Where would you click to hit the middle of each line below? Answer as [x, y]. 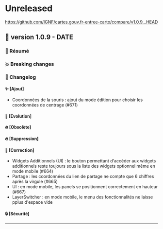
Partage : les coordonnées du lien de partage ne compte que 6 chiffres [83, 176]
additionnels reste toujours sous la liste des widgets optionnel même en [83, 166]
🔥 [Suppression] [22, 139]
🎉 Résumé [17, 51]
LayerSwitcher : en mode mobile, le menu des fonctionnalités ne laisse [82, 197]
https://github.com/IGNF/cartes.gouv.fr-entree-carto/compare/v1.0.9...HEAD [81, 22]
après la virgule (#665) [35, 182]
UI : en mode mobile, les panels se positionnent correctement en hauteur [85, 187]
